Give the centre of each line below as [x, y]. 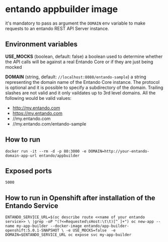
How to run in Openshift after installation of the [80, 198]
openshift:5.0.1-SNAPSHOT [32, 230]
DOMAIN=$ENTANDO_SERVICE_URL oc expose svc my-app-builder [68, 235]
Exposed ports [28, 171]
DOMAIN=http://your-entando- [119, 151]
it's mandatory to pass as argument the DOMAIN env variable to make [75, 23]
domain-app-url [21, 156]
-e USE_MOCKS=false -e [91, 230]
